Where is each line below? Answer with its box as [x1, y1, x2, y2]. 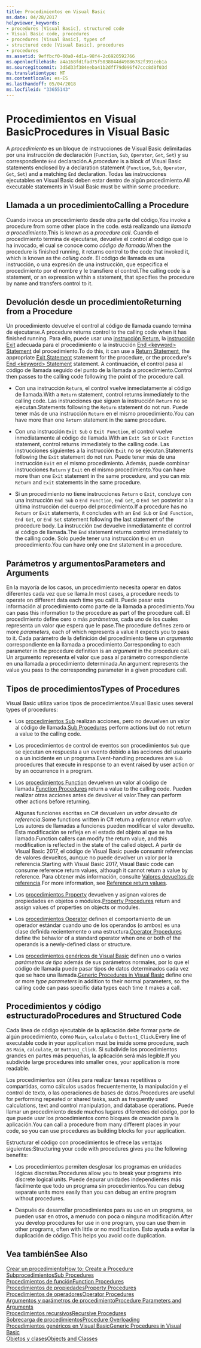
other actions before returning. [14, 798, 91, 805]
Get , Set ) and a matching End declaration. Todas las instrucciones [6, 170, 167, 177]
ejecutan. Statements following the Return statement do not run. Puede [14, 404, 188, 411]
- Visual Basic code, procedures [6, 31, 90, 37]
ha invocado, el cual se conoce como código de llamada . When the [6, 242, 171, 249]
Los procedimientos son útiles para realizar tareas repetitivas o [6, 1076, 162, 1083]
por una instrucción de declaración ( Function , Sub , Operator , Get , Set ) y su [6, 151, 188, 158]
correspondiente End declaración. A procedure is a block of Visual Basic [6, 157, 182, 164]
